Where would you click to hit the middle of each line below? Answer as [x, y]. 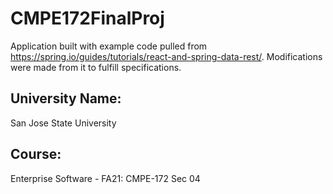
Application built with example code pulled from [109, 46]
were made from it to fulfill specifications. [96, 67]
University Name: [66, 98]
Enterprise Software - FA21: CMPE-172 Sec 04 [105, 178]
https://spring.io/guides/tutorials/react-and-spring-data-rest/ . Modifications [166, 56]
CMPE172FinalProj [87, 18]
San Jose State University [63, 123]
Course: [36, 154]
